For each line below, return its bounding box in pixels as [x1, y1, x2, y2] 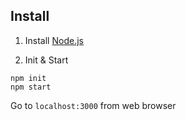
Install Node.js [24, 34, 84, 46]
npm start [10, 82, 52, 92]
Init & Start [24, 54, 69, 66]
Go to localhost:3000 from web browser [10, 99, 177, 111]
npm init [10, 73, 47, 83]
